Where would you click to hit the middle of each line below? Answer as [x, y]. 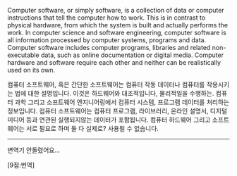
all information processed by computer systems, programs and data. [107, 40]
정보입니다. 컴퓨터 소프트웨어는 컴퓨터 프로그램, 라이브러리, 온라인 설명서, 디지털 [117, 111]
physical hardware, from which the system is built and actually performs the [117, 25]
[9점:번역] [21, 165]
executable [24, 55]
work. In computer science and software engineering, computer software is [117, 32]
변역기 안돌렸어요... [34, 150]
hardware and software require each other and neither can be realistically [114, 62]
